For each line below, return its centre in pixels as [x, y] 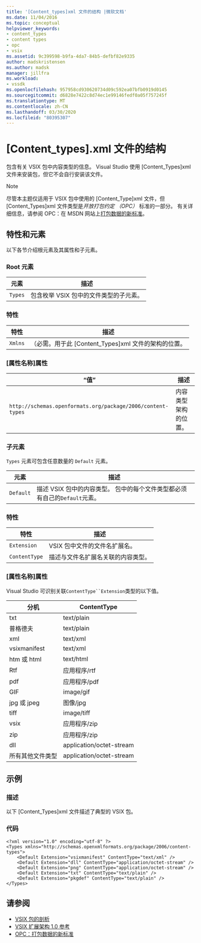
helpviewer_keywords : [33, 28]
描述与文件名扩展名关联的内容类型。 [100, 557]
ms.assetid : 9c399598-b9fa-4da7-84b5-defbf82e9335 [71, 56]
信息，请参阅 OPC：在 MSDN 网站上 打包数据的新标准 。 [79, 214]
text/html [76, 658]
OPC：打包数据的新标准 [44, 934]
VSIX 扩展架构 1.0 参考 [42, 926]
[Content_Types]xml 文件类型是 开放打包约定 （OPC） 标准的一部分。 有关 [97, 206]
